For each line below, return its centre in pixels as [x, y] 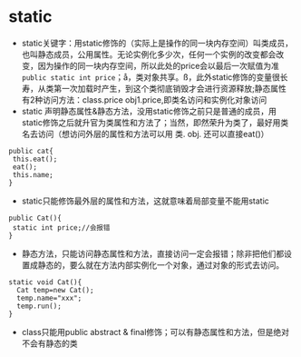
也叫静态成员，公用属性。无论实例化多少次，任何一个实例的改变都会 [149, 54]
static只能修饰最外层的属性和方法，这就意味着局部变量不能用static [145, 201]
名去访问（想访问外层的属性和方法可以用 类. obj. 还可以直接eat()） [145, 134]
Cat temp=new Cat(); [55, 290]
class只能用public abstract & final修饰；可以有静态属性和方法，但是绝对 [155, 332]
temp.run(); [39, 306]
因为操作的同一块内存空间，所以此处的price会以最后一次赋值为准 [159, 65]
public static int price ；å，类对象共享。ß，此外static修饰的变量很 [150, 77]
